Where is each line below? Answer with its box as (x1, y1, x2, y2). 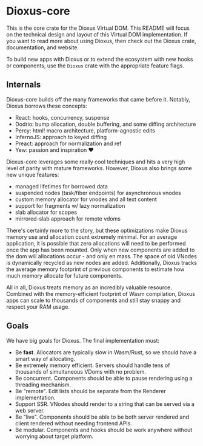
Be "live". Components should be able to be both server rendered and (15, 413, 190, 420)
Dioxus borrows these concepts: (6, 102, 88, 109)
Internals (6, 80, 41, 90)
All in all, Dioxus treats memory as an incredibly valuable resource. (6, 284, 173, 291)
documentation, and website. (6, 44, 79, 51)
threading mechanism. (15, 381, 72, 388)
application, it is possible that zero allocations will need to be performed (6, 239, 186, 247)
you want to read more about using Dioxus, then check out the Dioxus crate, (6, 37, 196, 44)
